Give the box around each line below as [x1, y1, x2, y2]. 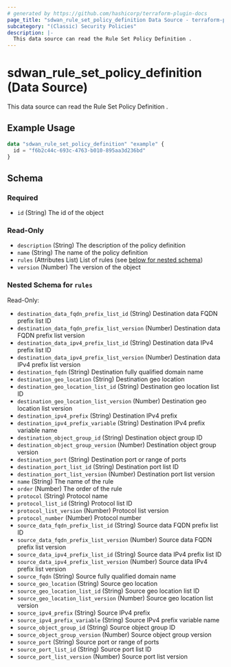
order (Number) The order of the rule [16, 484, 122, 493]
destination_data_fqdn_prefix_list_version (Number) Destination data [16, 324, 221, 332]
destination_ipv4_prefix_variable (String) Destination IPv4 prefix [16, 418, 206, 427]
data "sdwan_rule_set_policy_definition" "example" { [7, 140, 165, 148]
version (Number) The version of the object [16, 263, 141, 271]
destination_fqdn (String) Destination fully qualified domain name [16, 368, 204, 376]
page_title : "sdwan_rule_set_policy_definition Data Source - [7, 16, 189, 23]
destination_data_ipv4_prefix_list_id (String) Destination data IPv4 [16, 338, 214, 347]
